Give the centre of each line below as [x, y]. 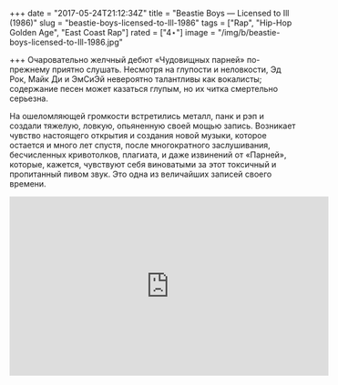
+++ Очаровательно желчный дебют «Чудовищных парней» [127, 60]
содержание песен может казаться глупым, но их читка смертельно [144, 89]
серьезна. [29, 98]
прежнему [30, 69]
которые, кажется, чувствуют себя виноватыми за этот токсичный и [143, 164]
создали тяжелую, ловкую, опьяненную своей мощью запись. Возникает [153, 126]
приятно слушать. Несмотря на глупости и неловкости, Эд [166, 69]
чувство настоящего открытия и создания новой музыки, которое [138, 135]
